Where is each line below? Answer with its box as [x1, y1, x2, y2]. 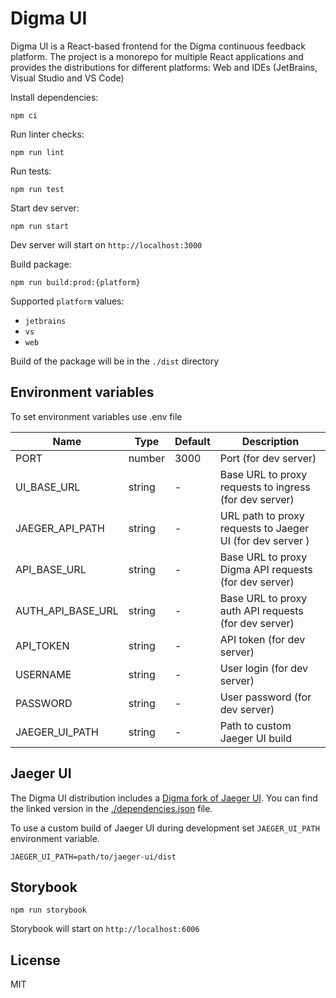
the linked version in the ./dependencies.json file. [10, 802, 213, 814]
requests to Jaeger [219, 521, 310, 535]
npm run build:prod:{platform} [10, 277, 141, 287]
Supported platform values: [10, 295, 125, 307]
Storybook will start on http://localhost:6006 [10, 923, 200, 935]
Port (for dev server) [219, 451, 317, 465]
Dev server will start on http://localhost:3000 [10, 238, 203, 251]
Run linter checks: [10, 128, 85, 140]
